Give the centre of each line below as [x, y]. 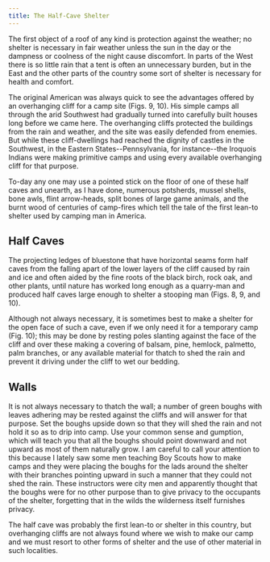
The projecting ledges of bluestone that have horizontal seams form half [128, 260]
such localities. [33, 551]
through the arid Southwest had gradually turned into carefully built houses [133, 114]
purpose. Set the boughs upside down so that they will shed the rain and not [135, 423]
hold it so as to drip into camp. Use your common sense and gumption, [126, 432]
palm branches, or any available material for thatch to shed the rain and [127, 353]
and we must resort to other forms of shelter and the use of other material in [135, 542]
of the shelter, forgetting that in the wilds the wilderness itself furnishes [127, 501]
